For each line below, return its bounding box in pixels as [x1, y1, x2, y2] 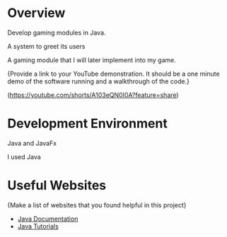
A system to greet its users [7, 42, 86, 50]
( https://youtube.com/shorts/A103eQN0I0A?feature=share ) [7, 91, 179, 99]
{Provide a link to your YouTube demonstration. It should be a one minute [7, 69, 221, 78]
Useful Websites [7, 178, 107, 194]
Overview [7, 5, 66, 21]
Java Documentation [17, 214, 78, 223]
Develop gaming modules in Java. [7, 28, 106, 37]
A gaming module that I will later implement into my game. [7, 55, 177, 64]
